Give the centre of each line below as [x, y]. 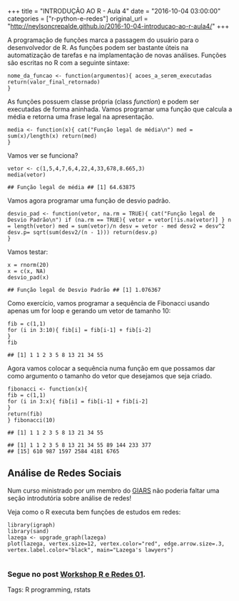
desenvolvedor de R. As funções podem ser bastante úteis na [98, 47]
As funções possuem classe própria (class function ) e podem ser [103, 101]
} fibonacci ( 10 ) [31, 420]
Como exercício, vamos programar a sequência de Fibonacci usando [108, 303]
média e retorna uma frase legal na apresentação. [81, 117]
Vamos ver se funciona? [43, 156]
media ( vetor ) [27, 175]
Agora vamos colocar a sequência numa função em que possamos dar [111, 368]
